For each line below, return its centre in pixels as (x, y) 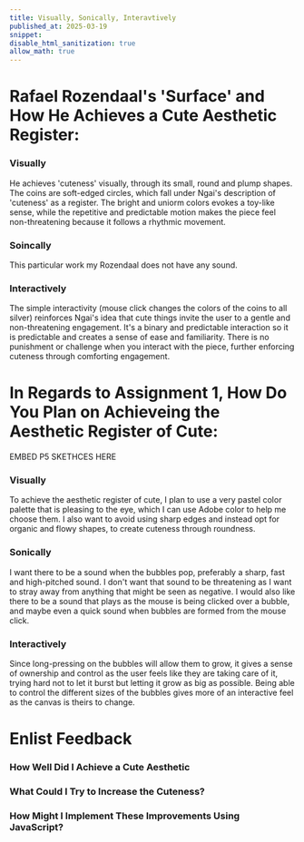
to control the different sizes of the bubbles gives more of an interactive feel (152, 693)
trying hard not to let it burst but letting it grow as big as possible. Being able (152, 683)
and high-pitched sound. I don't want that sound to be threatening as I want (151, 582)
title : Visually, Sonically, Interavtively (93, 18)
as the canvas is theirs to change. (72, 702)
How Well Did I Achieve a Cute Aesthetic (100, 768)
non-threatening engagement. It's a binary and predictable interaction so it (149, 328)
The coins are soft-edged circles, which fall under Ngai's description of (143, 192)
